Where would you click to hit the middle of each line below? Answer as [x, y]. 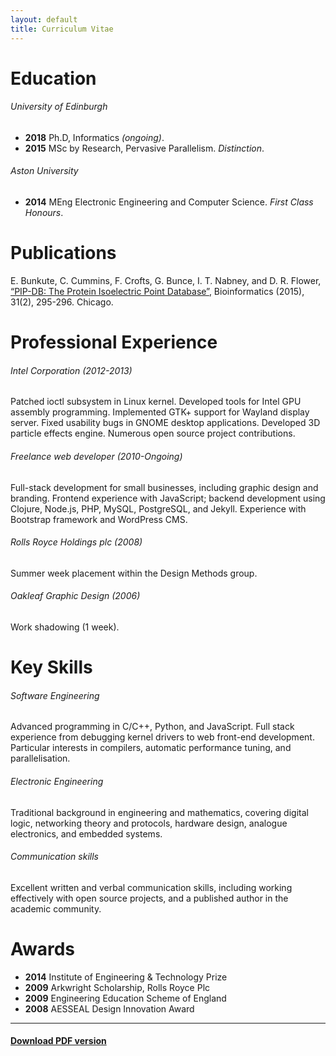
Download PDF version [58, 1041]
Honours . [44, 213]
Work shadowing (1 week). [65, 627]
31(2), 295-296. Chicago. [62, 302]
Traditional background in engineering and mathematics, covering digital [159, 812]
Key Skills [51, 667]
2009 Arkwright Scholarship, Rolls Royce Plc [117, 987]
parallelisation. [40, 758]
